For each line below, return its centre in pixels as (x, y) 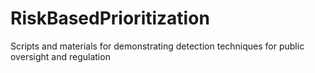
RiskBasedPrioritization (110, 18)
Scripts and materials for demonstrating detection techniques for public (157, 46)
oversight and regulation (60, 56)
